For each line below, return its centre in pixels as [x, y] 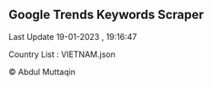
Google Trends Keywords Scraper [106, 15]
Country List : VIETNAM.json [62, 54]
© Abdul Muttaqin [42, 72]
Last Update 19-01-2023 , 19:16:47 [73, 36]
